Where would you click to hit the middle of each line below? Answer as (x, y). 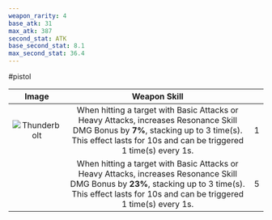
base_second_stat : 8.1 (47, 46)
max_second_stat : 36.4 (47, 53)
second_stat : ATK (38, 38)
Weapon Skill (157, 96)
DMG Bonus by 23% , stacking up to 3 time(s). (157, 184)
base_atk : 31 (30, 23)
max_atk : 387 (30, 31)
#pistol (20, 76)
